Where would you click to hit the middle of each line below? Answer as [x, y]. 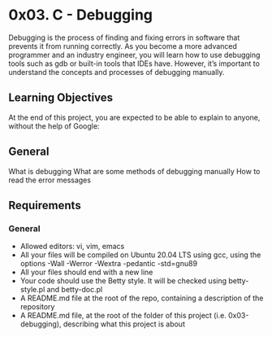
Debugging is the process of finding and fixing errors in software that [124, 37]
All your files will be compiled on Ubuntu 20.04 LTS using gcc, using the [140, 255]
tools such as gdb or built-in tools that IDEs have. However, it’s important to [134, 63]
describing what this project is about [124, 324]
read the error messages [50, 180]
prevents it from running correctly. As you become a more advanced [123, 46]
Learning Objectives [61, 98]
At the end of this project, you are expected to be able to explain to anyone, [134, 117]
